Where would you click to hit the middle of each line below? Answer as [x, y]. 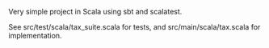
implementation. [35, 36]
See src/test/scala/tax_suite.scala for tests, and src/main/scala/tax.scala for [134, 27]
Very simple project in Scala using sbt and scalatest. [95, 12]
